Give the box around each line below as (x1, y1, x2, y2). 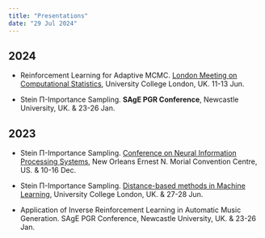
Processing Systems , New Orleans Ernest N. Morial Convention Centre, (19, 157, 258, 166)
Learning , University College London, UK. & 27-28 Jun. (19, 190, 204, 199)
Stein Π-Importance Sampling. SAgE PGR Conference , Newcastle (19, 94, 239, 105)
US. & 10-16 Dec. (19, 165, 77, 175)
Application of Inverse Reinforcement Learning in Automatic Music (19, 205, 242, 215)
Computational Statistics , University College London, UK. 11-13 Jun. (19, 79, 245, 89)
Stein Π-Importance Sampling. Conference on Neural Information (19, 148, 237, 158)
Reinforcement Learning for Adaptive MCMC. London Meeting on (19, 70, 238, 81)
